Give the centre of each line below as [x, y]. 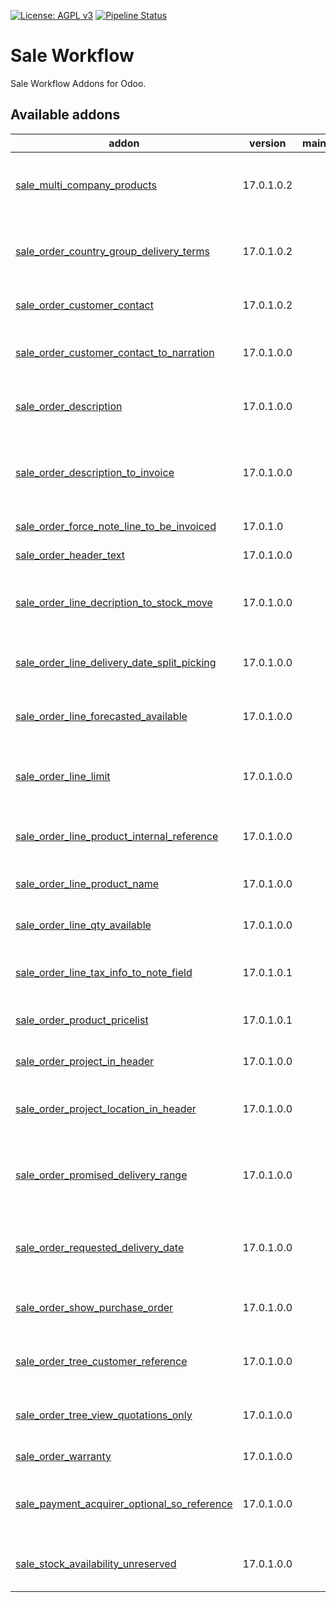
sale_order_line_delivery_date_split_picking [116, 662]
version [268, 143]
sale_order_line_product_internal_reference [117, 836]
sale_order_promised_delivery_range [101, 1175]
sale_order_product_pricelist [82, 1020]
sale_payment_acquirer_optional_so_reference [124, 1503]
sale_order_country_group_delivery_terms [112, 251]
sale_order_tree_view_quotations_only [104, 1415]
